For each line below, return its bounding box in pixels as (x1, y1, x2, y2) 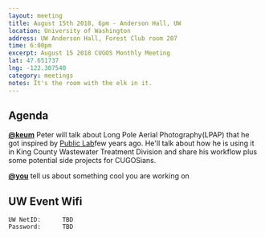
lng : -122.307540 (8, 64, 67, 72)
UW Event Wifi (8, 194, 83, 208)
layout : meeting (8, 11, 63, 20)
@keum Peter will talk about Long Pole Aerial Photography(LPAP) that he (8, 130, 250, 140)
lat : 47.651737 (8, 57, 59, 65)
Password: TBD (8, 223, 74, 231)
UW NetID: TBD (8, 216, 74, 224)
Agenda (8, 108, 49, 122)
